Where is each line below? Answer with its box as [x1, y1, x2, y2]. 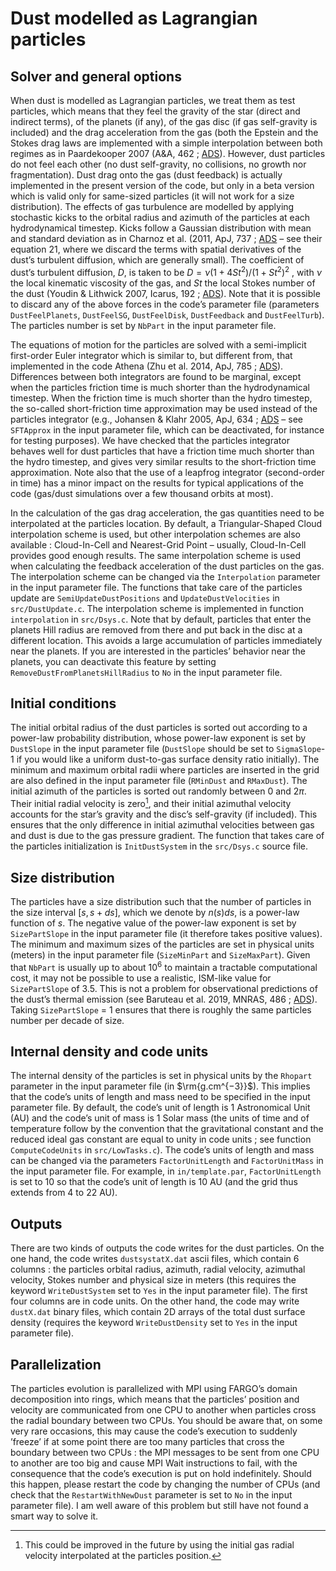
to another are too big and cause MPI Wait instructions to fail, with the [10, 1457, 298, 1469]
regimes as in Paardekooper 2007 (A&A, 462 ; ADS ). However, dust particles [10, 148, 326, 159]
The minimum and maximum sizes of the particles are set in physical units [10, 938, 315, 950]
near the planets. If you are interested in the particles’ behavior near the [10, 645, 307, 657]
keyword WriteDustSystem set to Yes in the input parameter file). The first [10, 1285, 308, 1297]
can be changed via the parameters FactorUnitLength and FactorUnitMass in [10, 1155, 324, 1167]
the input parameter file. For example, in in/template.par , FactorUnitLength [10, 1165, 322, 1177]
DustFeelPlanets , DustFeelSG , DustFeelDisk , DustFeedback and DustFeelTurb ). [10, 308, 325, 321]
